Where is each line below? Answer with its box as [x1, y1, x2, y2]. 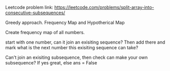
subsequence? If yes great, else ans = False [5, 60, 97, 65]
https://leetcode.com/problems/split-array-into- [54, 5, 154, 10]
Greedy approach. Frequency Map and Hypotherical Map [5, 20, 125, 25]
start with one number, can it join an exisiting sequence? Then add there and [5, 39, 165, 45]
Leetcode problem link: [5, 5, 53, 10]
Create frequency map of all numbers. [5, 29, 85, 35]
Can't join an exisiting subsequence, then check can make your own [5, 54, 148, 60]
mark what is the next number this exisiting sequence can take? [5, 45, 139, 50]
